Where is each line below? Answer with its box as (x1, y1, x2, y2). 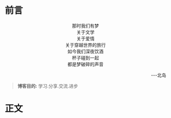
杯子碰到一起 (72, 54, 99, 61)
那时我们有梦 (72, 23, 99, 29)
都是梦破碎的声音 (68, 61, 103, 67)
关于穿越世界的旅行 (65, 42, 106, 48)
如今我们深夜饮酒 (68, 48, 103, 54)
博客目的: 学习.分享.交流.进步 (17, 83, 78, 89)
